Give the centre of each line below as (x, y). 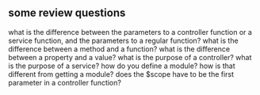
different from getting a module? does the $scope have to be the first (121, 74)
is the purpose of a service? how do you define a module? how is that (122, 66)
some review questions (67, 13)
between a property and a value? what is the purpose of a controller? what (130, 57)
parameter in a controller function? (65, 82)
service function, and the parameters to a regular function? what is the (124, 40)
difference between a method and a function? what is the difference (119, 49)
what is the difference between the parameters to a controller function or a (130, 32)
